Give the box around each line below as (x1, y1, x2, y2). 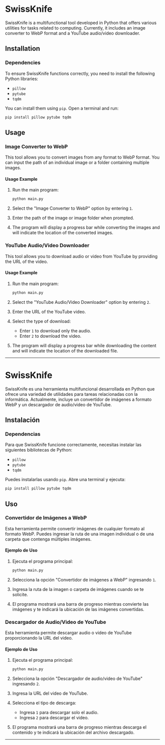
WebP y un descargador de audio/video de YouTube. (5, 401, 112, 407)
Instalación (5, 416, 40, 424)
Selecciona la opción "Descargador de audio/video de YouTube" (12, 676, 143, 681)
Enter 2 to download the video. (19, 333, 82, 339)
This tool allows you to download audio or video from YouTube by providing (5, 253, 158, 259)
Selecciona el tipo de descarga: (12, 700, 77, 706)
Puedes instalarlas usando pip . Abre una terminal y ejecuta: (5, 477, 126, 483)
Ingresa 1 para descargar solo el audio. (19, 710, 99, 715)
